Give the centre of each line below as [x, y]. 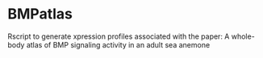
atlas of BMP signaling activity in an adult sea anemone [118, 44]
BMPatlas [40, 14]
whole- [243, 36]
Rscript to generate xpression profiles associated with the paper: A [119, 36]
